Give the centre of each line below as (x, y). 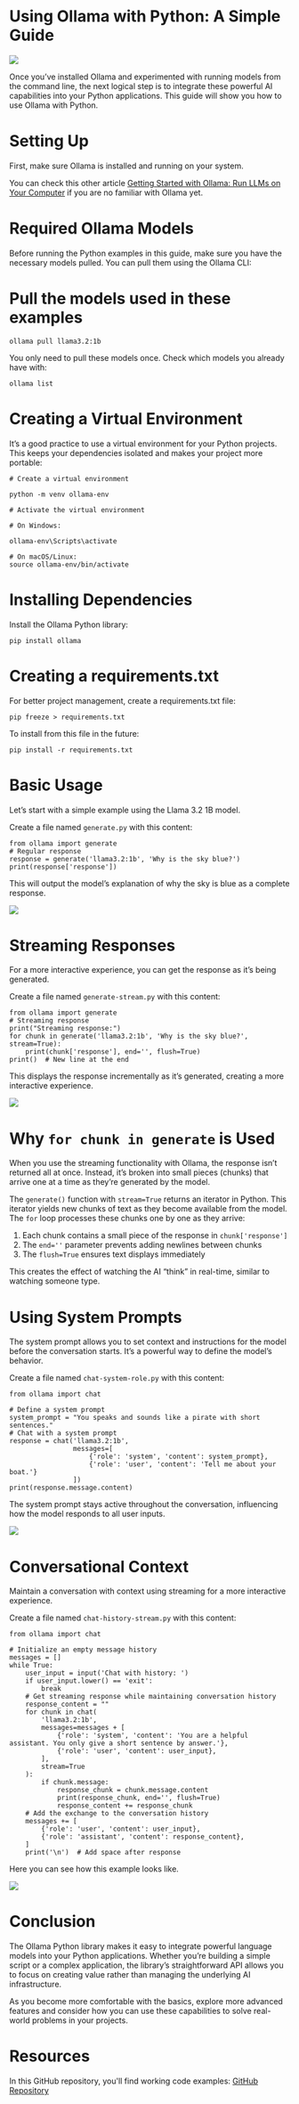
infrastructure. (36, 1985)
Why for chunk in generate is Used (142, 1138)
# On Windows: (36, 526)
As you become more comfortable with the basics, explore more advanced (146, 2002)
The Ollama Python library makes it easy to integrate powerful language (141, 1946)
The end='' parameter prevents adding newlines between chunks (142, 1245)
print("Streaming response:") (65, 1029)
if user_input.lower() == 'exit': (89, 1681)
